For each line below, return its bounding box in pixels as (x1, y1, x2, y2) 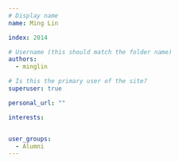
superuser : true (8, 85, 62, 93)
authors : (8, 55, 37, 64)
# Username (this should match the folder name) (8, 48, 173, 56)
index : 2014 (8, 34, 48, 41)
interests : (8, 113, 45, 121)
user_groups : (8, 135, 52, 143)
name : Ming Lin (8, 19, 59, 27)
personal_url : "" (8, 99, 66, 107)
